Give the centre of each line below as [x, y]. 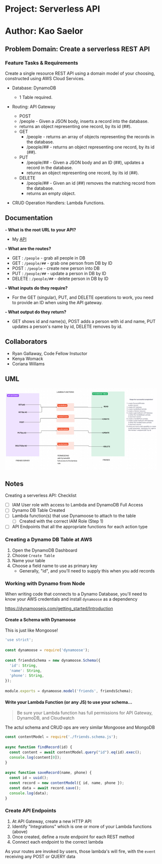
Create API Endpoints [31, 811]
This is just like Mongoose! [31, 630]
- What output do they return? [36, 312]
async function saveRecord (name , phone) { [48, 773]
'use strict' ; [19, 640]
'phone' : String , [27, 676]
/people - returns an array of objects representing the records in [90, 137]
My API [19, 239]
